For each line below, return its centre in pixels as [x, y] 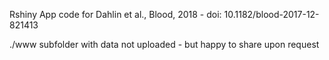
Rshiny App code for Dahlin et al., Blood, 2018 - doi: [115, 14]
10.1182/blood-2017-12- [271, 14]
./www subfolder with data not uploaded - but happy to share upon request [164, 44]
